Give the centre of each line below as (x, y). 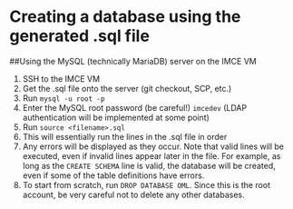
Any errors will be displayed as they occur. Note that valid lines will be (153, 146)
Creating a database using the (125, 17)
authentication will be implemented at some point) (116, 117)
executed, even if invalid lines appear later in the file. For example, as (151, 155)
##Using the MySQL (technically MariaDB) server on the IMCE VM (133, 61)
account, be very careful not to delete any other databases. (133, 194)
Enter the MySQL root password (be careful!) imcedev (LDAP (135, 107)
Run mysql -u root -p (63, 98)
